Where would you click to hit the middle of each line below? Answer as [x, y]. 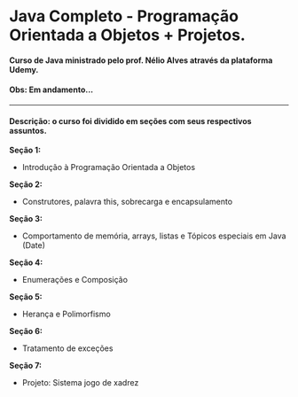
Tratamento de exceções [67, 348]
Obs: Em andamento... [51, 90]
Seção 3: [26, 219]
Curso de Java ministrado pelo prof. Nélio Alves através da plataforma [141, 60]
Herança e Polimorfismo [66, 314]
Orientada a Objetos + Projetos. [127, 35]
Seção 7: [26, 366]
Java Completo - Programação [124, 16]
